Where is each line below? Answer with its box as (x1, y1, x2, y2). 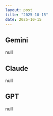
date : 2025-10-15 (5, 17, 42, 22)
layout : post (5, 7, 33, 13)
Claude (5, 64, 29, 73)
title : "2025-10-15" (5, 12, 49, 17)
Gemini (5, 36, 28, 44)
